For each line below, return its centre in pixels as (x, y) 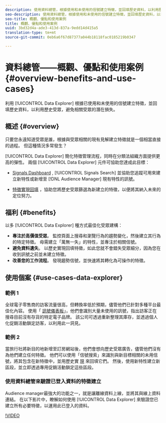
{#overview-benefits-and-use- (71, 78)
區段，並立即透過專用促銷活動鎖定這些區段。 (51, 367)
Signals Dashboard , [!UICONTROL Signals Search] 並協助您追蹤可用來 (84, 172)
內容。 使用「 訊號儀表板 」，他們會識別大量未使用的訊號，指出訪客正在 (85, 311)
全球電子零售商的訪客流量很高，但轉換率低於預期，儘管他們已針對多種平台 (81, 305)
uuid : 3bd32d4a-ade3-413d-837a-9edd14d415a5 (52, 28)
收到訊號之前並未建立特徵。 (41, 254)
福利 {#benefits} (31, 213)
